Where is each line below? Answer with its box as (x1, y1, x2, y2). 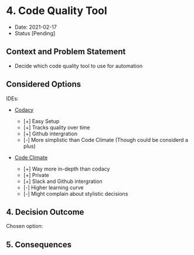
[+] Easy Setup (23, 117, 60, 124)
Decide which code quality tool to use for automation (14, 62, 142, 69)
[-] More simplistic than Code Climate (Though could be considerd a (23, 136, 189, 143)
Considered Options (6, 79, 81, 89)
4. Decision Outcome (6, 207, 84, 217)
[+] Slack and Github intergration (23, 178, 103, 185)
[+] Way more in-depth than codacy (23, 165, 110, 172)
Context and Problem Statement (6, 47, 126, 57)
